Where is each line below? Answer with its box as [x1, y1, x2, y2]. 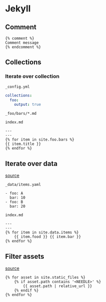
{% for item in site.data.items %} [5, 230, 79, 235]
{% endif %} [14, 288, 39, 293]
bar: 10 [9, 195, 26, 200]
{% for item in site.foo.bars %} [5, 137, 75, 142]
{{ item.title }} [5, 142, 41, 147]
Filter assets [5, 252, 45, 261]
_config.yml [5, 84, 30, 89]
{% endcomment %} [5, 45, 41, 50]
